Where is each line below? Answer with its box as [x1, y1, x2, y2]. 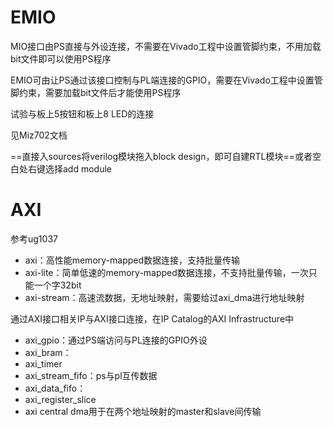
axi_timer [24, 357, 63, 370]
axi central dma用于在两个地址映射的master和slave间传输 [24, 405, 262, 417]
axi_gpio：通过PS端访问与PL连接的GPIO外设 [24, 334, 208, 346]
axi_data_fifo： [24, 382, 87, 394]
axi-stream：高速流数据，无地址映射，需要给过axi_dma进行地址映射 [24, 291, 305, 303]
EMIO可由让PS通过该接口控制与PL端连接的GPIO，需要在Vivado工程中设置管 [10, 74, 323, 86]
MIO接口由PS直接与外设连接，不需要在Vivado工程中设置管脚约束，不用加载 [10, 40, 322, 52]
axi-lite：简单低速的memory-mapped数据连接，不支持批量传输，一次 [24, 266, 309, 278]
